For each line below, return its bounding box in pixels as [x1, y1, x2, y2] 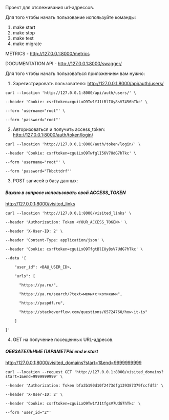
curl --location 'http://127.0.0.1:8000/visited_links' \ [5, 211, 132, 216]
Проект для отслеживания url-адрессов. [5, 5, 95, 10]
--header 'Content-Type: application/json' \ [5, 238, 104, 243]
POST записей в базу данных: [12, 178, 78, 184]
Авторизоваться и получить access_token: [12, 126, 105, 132]
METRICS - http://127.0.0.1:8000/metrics [5, 51, 90, 56]
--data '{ [5, 256, 27, 261]
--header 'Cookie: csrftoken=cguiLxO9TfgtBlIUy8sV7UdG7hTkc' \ [5, 246, 143, 252]
